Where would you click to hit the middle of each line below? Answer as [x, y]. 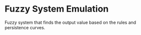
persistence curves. [25, 27]
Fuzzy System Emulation [57, 9]
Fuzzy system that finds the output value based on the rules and [70, 22]
